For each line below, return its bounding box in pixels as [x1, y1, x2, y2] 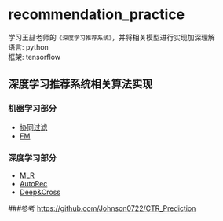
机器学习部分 [8, 103, 57, 114]
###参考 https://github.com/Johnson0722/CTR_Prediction [8, 203, 196, 213]
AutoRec [19, 179, 48, 188]
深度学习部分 [8, 152, 57, 163]
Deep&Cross [19, 187, 61, 197]
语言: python [8, 42, 49, 52]
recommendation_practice [8, 6, 185, 24]
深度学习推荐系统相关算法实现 [8, 77, 153, 91]
